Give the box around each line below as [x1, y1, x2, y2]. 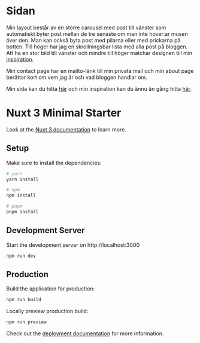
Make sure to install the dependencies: [6, 159, 102, 166]
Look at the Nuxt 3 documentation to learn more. [6, 125, 127, 133]
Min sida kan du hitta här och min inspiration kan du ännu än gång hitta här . [6, 85, 192, 92]
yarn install [6, 176, 39, 182]
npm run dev [6, 253, 36, 259]
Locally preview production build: [6, 308, 89, 315]
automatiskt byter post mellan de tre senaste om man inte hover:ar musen [6, 30, 189, 37]
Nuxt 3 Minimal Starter [6, 106, 122, 120]
